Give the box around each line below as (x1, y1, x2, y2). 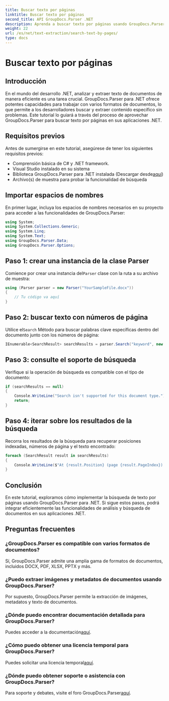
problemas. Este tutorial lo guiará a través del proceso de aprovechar (5, 112, 148, 118)
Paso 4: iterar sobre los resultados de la (5, 416, 132, 426)
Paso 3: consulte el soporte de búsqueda (5, 356, 136, 364)
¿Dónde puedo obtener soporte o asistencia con (5, 672, 126, 679)
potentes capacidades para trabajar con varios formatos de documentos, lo (5, 101, 162, 107)
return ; (14, 398, 30, 403)
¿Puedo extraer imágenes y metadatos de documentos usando (5, 576, 162, 583)
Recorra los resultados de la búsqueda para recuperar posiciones (5, 438, 141, 444)
